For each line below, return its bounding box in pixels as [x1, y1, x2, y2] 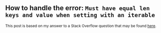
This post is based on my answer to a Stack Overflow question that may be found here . [5, 23, 157, 29]
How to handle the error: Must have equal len [5, 4, 150, 12]
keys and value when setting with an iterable [5, 12, 155, 19]
